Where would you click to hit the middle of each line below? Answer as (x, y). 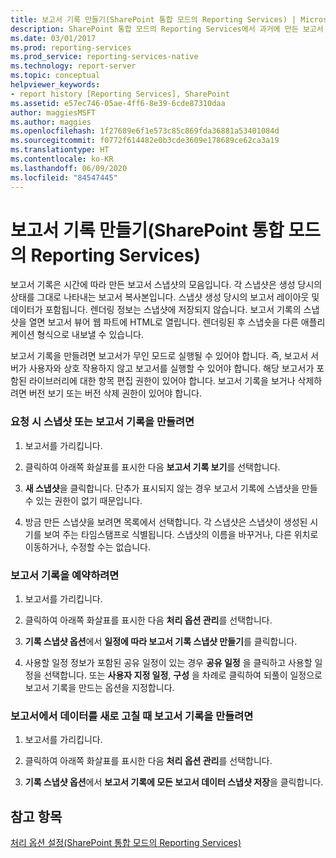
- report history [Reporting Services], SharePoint (120, 94)
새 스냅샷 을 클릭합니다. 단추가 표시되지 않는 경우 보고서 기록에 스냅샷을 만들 (171, 488)
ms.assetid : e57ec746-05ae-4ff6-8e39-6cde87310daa (118, 103)
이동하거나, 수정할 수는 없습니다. (87, 547)
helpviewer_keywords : (55, 85)
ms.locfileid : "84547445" (64, 177)
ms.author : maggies (51, 122)
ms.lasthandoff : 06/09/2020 (69, 168)
